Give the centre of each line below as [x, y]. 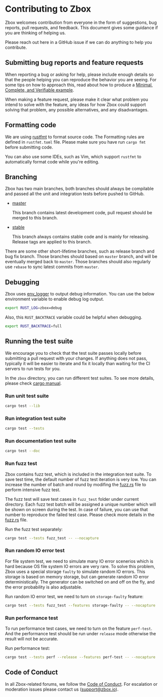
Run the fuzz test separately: [34, 529]
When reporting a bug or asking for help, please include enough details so [80, 74]
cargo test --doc [23, 451]
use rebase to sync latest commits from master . [52, 267]
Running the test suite [39, 341]
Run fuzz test [21, 463]
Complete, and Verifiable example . [40, 90]
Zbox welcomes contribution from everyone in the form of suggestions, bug [81, 22]
